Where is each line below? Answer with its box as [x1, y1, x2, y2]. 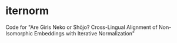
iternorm [5, 4, 49, 18]
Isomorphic [5, 29, 33, 37]
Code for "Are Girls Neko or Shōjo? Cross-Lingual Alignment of [5, 24, 158, 31]
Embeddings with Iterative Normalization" [34, 29, 135, 37]
